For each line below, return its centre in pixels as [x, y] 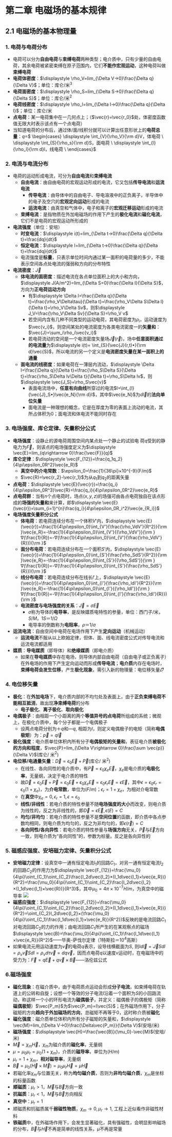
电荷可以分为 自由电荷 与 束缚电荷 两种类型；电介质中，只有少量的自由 [85, 59]
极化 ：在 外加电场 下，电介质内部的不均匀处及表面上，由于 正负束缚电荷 [87, 696]
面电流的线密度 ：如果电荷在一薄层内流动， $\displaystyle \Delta [87, 364]
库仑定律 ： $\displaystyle [39, 459]
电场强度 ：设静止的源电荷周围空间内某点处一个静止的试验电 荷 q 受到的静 [89, 440]
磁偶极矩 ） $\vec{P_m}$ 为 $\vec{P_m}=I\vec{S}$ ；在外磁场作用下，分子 [89, 1006]
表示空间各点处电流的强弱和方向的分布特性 [65, 264]
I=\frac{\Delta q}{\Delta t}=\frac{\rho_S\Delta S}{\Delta [78, 370]
